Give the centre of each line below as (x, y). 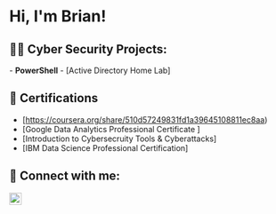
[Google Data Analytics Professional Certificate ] (111, 129)
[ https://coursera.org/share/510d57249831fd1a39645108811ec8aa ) (145, 119)
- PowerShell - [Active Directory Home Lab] (90, 70)
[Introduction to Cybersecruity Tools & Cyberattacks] (119, 139)
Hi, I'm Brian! (58, 16)
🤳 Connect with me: (65, 176)
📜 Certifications (54, 98)
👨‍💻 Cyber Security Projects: (88, 49)
